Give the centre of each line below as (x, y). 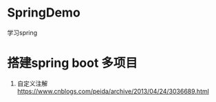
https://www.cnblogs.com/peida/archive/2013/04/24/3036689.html (113, 91)
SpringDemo (44, 13)
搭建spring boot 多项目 (73, 63)
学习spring (22, 32)
